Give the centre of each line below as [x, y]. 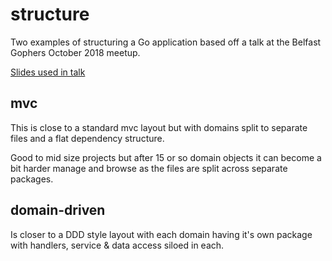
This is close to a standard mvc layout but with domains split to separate [159, 127]
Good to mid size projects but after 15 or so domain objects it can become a [166, 157]
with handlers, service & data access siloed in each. [117, 245]
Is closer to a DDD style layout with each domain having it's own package [161, 234]
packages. [32, 179]
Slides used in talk [48, 72]
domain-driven [58, 210]
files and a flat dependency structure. [87, 138]
